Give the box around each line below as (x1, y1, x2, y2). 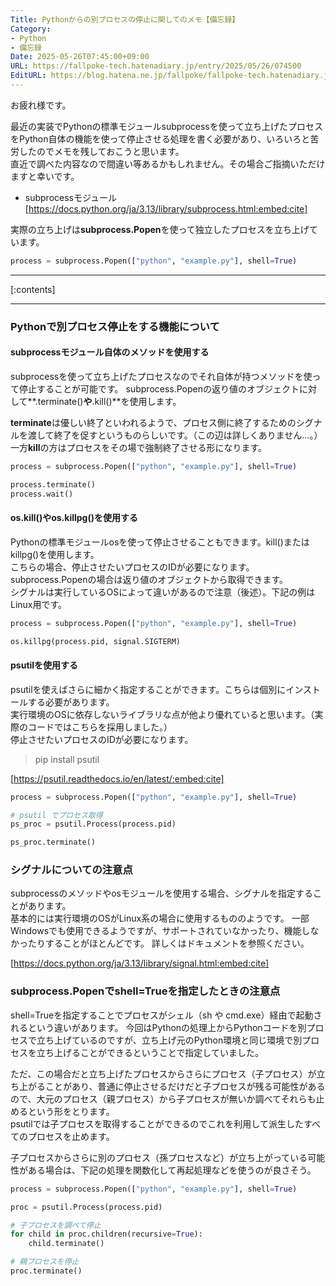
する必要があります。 (27, 696, 115, 708)
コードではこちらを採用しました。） (27, 721, 173, 733)
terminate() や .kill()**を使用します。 (37, 395, 182, 407)
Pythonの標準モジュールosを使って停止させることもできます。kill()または (10, 536, 310, 548)
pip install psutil (34, 753, 100, 765)
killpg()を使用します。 (10, 548, 100, 560)
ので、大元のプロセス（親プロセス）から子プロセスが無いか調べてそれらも (10, 1092, 317, 1105)
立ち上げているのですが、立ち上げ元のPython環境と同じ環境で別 (36, 1034, 303, 1046)
